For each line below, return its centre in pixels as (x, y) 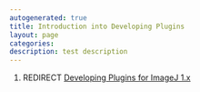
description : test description (69, 52)
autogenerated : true (49, 18)
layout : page (34, 35)
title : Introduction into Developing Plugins (97, 26)
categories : (32, 43)
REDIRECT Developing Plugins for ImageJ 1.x (106, 77)
